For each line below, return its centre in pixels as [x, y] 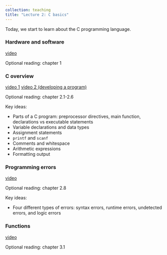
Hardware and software [35, 42]
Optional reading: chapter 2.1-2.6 [39, 97]
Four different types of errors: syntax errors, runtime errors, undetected [87, 207]
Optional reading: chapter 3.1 [35, 247]
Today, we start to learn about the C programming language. [68, 29]
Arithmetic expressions [36, 149]
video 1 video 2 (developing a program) [46, 87]
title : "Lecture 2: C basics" [37, 15]
